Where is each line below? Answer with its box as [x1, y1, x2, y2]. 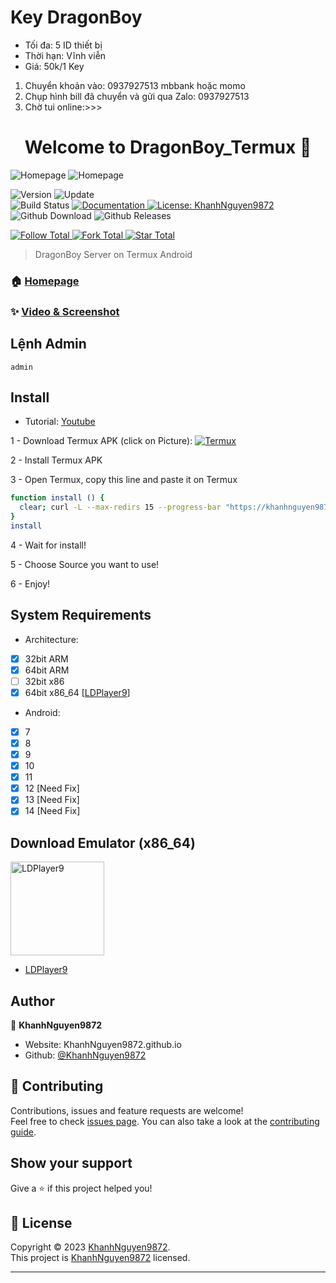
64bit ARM [24, 664, 70, 676]
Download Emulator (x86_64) [10, 834, 196, 851]
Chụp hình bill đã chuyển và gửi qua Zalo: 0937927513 [24, 90, 250, 102]
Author [10, 992, 55, 1010]
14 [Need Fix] [24, 805, 81, 817]
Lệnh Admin [10, 336, 87, 353]
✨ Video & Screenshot [10, 304, 120, 318]
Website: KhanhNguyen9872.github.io [24, 1039, 182, 1051]
